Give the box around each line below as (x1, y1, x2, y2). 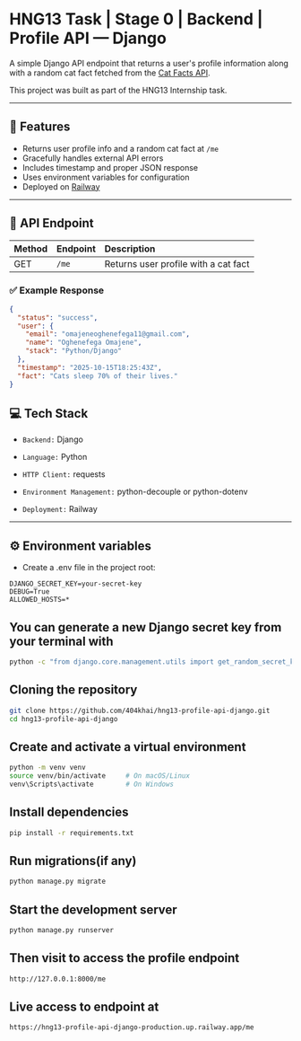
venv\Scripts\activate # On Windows (9, 780, 175, 790)
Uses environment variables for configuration (21, 172, 190, 182)
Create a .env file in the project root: (21, 562, 156, 573)
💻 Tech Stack (9, 406, 89, 421)
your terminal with (9, 633, 114, 648)
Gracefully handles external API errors (21, 153, 164, 163)
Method (13, 243, 48, 255)
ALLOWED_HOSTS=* (9, 595, 70, 604)
